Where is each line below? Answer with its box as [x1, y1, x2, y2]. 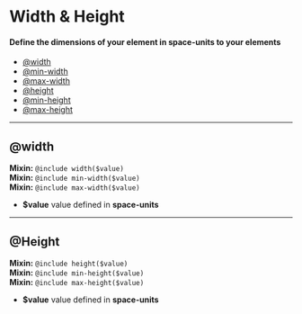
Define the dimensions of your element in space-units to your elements [9, 36, 281, 47]
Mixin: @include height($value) [9, 258, 129, 269]
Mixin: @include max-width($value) [9, 182, 141, 193]
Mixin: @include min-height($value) [9, 267, 145, 278]
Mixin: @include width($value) [9, 163, 124, 174]
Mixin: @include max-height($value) [9, 277, 145, 288]
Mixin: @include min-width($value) [9, 173, 141, 184]
